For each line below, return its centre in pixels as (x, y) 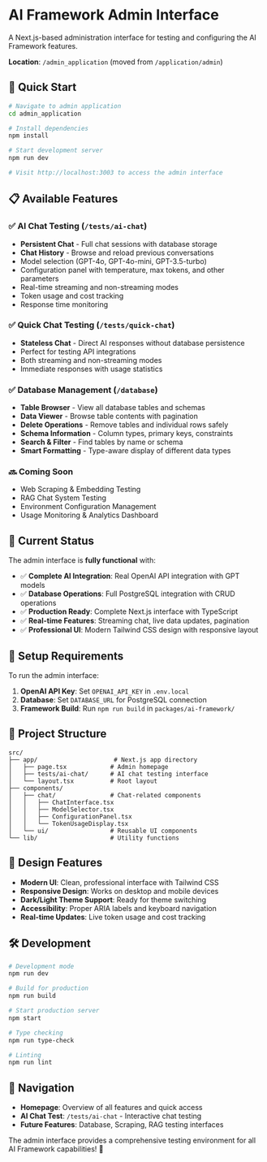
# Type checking (36, 1033)
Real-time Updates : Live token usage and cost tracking (113, 917)
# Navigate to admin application (65, 106)
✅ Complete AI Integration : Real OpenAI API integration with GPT (130, 576)
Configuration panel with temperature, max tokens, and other (122, 270)
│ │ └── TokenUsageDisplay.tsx (69, 823)
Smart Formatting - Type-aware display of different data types (125, 451)
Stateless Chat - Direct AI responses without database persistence (132, 343)
